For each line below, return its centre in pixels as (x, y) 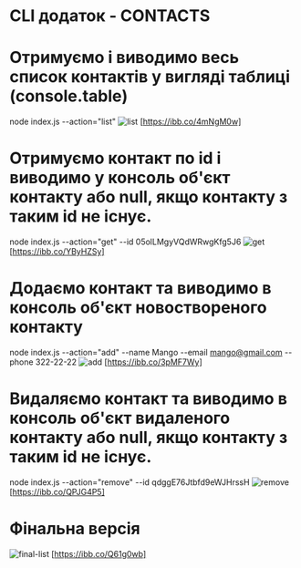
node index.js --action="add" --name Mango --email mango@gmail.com (146, 352)
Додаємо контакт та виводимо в (140, 289)
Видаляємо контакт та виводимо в (148, 399)
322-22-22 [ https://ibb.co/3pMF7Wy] (119, 362)
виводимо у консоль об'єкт (120, 178)
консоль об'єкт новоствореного (138, 308)
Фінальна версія (75, 529)
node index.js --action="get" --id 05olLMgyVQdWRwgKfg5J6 (125, 242)
